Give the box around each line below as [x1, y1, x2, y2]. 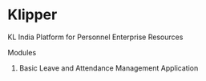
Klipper [7, 6, 58, 24]
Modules [7, 47, 37, 57]
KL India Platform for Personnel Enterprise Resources [7, 32, 184, 42]
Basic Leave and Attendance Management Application [18, 63, 199, 73]
